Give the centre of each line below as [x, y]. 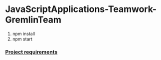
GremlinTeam [33, 20]
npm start [22, 39]
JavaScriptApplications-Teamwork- [81, 9]
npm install [24, 33]
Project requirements [31, 52]
